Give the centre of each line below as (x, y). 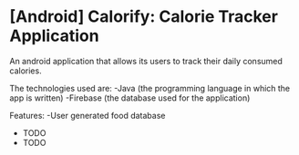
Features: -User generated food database (88, 115)
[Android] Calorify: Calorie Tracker (144, 17)
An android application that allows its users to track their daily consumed (146, 61)
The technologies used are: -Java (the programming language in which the (150, 88)
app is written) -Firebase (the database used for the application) (130, 98)
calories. (26, 71)
